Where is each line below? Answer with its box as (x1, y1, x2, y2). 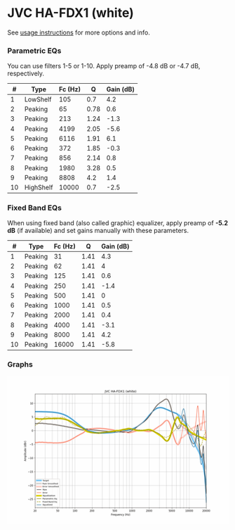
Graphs (7, 360, 33, 370)
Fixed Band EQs (7, 203, 62, 213)
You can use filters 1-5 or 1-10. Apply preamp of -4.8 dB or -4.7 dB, (7, 62, 201, 70)
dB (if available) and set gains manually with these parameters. (7, 227, 189, 235)
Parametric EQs (7, 46, 62, 56)
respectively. (7, 69, 44, 78)
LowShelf (24, 95, 52, 103)
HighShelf (24, 183, 53, 191)
